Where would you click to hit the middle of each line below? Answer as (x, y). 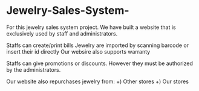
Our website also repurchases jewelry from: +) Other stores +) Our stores (98, 81)
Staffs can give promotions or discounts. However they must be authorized (100, 63)
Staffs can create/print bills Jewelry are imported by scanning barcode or (98, 45)
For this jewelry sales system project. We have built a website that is (91, 27)
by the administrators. (34, 69)
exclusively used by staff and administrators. (62, 33)
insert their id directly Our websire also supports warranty (78, 51)
